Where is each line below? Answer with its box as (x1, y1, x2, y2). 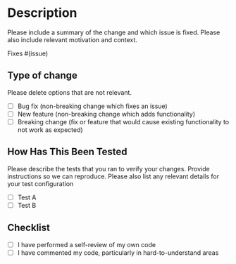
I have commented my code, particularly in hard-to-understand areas (17, 248, 219, 257)
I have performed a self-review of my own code (17, 240, 156, 249)
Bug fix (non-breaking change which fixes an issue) (17, 102, 168, 110)
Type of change (7, 70, 77, 81)
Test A (17, 193, 37, 202)
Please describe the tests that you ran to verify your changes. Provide (7, 164, 210, 173)
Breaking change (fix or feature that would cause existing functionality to (17, 117, 230, 126)
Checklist (7, 222, 51, 234)
